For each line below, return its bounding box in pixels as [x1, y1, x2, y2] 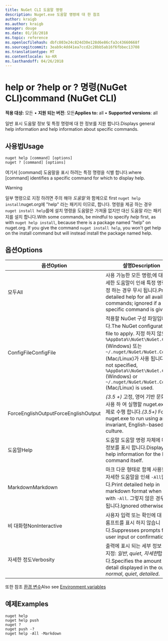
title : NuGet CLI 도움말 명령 [5, 7, 63, 13]
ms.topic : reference [5, 36, 48, 41]
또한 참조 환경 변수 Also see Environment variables [5, 583, 106, 589]
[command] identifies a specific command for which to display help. [5, 175, 145, 181]
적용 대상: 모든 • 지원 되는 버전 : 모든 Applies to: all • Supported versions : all [5, 110, 158, 116]
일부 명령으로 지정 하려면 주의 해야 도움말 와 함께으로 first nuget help [5, 195, 141, 201]
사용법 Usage [5, 142, 44, 150]
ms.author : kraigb [5, 21, 43, 27]
